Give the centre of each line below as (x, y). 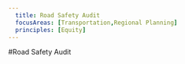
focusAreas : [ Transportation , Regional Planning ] (96, 23)
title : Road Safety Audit (58, 15)
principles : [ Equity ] (51, 30)
